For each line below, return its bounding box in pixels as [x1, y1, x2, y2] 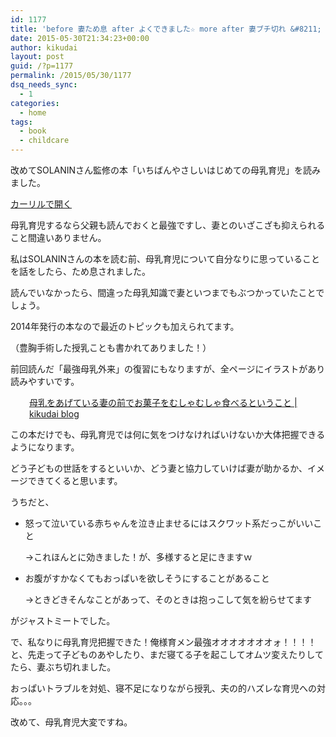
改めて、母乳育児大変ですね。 [10, 716, 133, 728]
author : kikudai [10, 42, 78, 53]
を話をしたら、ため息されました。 [10, 266, 151, 277]
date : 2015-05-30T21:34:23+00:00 [10, 33, 150, 43]
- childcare [19, 136, 70, 146]
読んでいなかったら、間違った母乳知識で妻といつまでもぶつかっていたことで [10, 287, 325, 298]
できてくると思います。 [27, 475, 123, 486]
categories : [10, 98, 60, 108]
